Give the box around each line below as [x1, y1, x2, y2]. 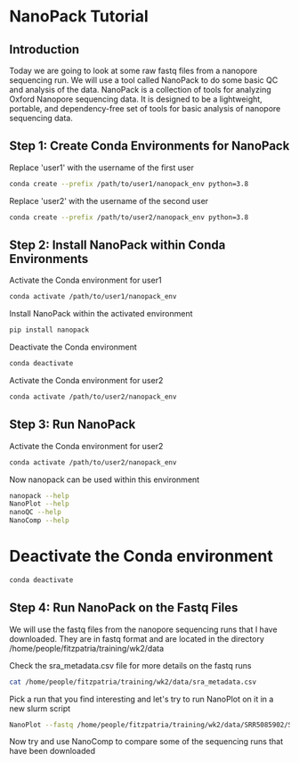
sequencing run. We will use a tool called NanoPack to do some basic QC [9, 75, 279, 86]
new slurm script [9, 702, 71, 714]
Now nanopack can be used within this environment [9, 474, 200, 485]
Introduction [9, 42, 80, 57]
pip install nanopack [9, 325, 90, 335]
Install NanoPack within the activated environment [9, 308, 193, 319]
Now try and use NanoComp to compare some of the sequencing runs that [9, 736, 284, 747]
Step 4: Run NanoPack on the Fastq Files [9, 600, 238, 616]
